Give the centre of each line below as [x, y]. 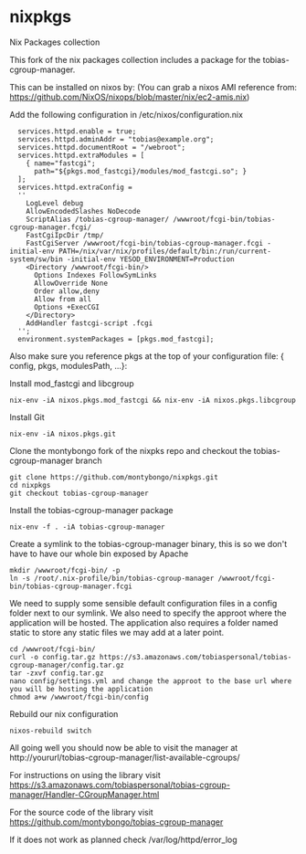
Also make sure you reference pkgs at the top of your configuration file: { [147, 356]
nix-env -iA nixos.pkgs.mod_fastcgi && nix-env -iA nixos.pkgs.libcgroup [153, 400]
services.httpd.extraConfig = [75, 187]
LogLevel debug [55, 203]
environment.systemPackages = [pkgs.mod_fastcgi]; [116, 339]
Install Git [27, 416]
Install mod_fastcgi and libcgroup [72, 383]
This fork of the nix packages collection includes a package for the [135, 59]
